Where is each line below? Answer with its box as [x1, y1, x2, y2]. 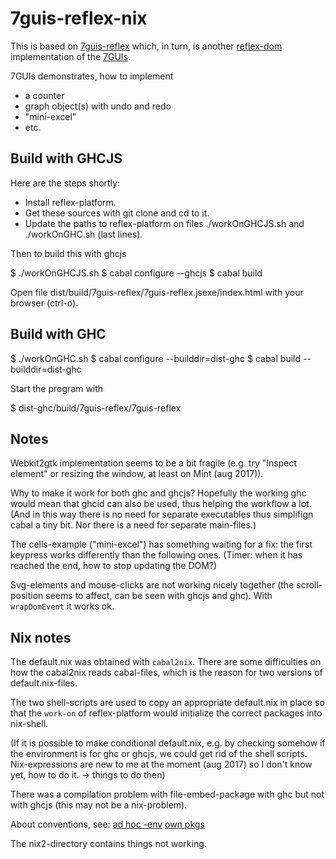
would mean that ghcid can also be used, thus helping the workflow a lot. [10, 498, 312, 510]
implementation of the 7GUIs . [10, 50, 132, 62]
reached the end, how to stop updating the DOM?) [10, 560, 218, 572]
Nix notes [10, 629, 72, 646]
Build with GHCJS [10, 150, 123, 167]
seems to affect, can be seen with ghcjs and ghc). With [45, 590, 273, 602]
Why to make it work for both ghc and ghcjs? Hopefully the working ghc [10, 487, 307, 499]
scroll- [296, 579, 323, 591]
